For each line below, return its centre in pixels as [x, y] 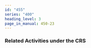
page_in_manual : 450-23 [30, 24]
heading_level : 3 [23, 19]
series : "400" [20, 14]
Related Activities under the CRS [45, 41]
